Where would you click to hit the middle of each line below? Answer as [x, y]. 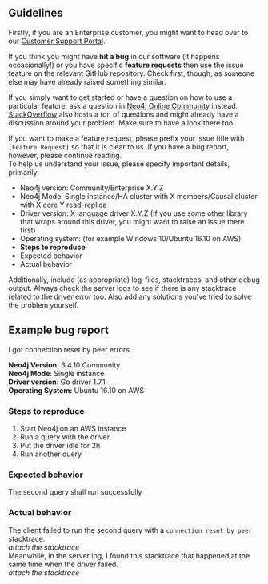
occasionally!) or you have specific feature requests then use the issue [126, 65]
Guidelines [36, 13]
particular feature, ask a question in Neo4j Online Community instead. [123, 105]
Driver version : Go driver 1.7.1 [57, 382]
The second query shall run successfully [75, 492]
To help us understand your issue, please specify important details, [119, 164]
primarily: [24, 172]
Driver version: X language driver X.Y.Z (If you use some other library [134, 213]
